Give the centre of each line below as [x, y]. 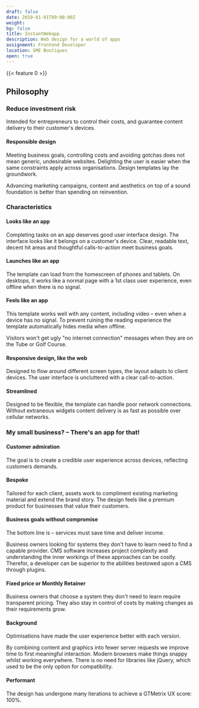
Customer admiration [33, 446]
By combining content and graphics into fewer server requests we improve [97, 648]
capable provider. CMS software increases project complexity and [87, 550]
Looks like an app [28, 222]
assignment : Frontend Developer [46, 45]
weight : [16, 23]
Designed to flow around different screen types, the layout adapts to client [97, 371]
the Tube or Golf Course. [37, 344]
